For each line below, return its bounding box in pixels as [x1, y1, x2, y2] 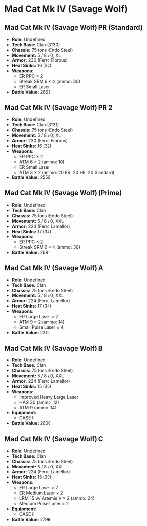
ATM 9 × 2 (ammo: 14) [19, 319, 65, 325]
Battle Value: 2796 [11, 517, 50, 523]
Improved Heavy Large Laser [19, 394, 79, 400]
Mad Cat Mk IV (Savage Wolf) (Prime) [4, 189, 122, 197]
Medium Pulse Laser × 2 [19, 501, 69, 507]
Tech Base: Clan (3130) [11, 42, 60, 48]
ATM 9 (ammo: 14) [19, 405, 57, 410]
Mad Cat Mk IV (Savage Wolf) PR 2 [4, 103, 113, 112]
